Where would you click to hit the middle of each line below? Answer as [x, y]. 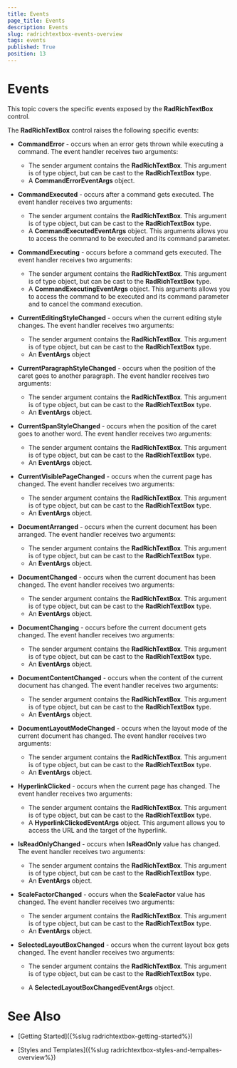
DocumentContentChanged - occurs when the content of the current [120, 677]
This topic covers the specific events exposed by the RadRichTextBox [110, 108]
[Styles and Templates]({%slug [63, 1049]
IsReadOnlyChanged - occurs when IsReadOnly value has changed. [119, 844]
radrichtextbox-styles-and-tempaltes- [166, 1049]
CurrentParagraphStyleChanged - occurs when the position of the [116, 368]
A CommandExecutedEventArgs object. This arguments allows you [128, 231]
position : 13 [27, 54]
